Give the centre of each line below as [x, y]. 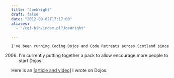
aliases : [20, 24]
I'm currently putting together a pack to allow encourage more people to [93, 56]
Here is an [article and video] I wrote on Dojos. [59, 71]
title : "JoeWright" [32, 10]
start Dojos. [30, 61]
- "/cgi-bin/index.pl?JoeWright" [51, 28]
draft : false [25, 14]
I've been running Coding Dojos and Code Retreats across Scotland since [90, 46]
